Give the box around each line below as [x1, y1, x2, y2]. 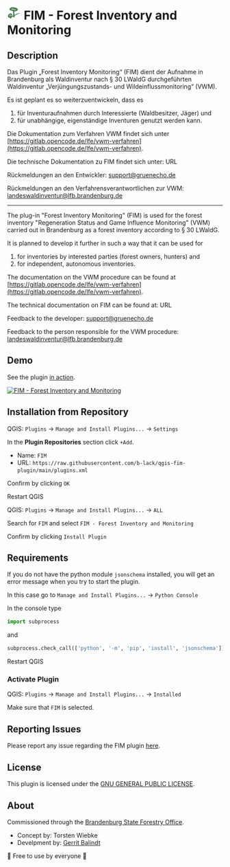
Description [7, 49, 58, 61]
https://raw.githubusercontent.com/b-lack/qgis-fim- [32, 460, 186, 466]
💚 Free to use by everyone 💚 [7, 851, 87, 860]
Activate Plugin [7, 675, 60, 684]
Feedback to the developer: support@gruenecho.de [7, 315, 154, 322]
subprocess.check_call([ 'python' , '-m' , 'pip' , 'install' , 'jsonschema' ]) [7, 645, 225, 652]
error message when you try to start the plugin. [7, 578, 140, 586]
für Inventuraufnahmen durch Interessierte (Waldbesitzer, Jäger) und [16, 109, 212, 117]
